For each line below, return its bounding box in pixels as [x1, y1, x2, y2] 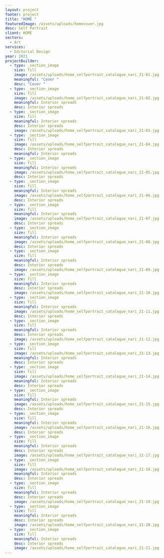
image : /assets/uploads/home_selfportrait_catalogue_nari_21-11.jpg [14, 309, 160, 314]
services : [5, 44, 26, 49]
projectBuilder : [5, 58, 39, 63]
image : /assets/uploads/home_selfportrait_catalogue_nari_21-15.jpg [14, 402, 160, 407]
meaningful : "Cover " [14, 77, 59, 82]
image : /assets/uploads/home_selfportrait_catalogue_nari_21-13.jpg [14, 350, 160, 356]
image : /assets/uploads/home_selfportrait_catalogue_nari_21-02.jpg [14, 95, 160, 100]
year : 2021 [5, 53, 28, 59]
